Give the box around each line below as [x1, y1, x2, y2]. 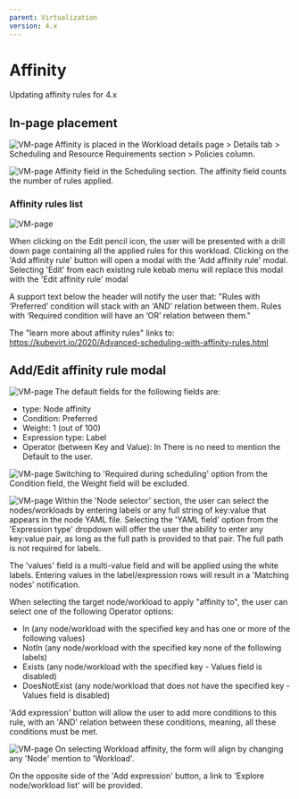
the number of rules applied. [9, 175, 114, 186]
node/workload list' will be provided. [9, 780, 143, 791]
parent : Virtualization [9, 13, 98, 22]
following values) [21, 633, 86, 644]
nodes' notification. [9, 579, 80, 591]
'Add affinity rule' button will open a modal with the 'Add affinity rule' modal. [9, 254, 288, 265]
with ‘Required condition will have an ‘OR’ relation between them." [9, 310, 252, 320]
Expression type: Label [21, 432, 107, 443]
